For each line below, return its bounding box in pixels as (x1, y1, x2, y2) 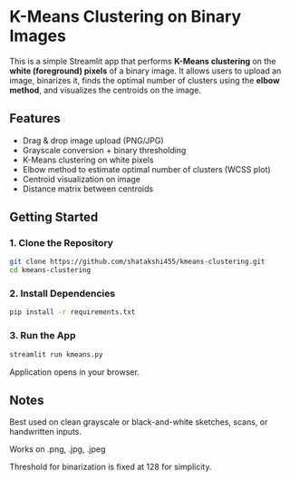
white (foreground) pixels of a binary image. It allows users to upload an (9, 65, 282, 76)
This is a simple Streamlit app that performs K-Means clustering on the (9, 55, 276, 66)
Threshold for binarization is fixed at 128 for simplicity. (9, 461, 212, 473)
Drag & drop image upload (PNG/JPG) (22, 134, 165, 146)
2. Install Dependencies (9, 288, 116, 300)
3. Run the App (9, 329, 76, 342)
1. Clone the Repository (9, 237, 113, 250)
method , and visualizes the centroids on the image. (9, 84, 202, 95)
